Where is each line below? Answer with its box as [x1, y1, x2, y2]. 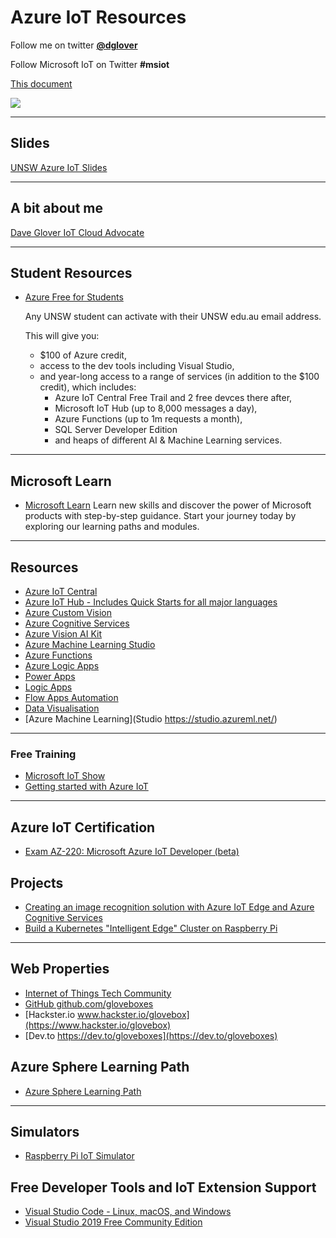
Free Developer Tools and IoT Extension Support [10, 1179, 317, 1196]
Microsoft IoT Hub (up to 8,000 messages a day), [54, 402, 258, 415]
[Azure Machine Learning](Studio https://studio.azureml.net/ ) [24, 713, 278, 725]
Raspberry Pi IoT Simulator [24, 1150, 135, 1162]
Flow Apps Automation [24, 692, 119, 703]
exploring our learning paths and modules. [24, 521, 200, 533]
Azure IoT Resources [10, 6, 187, 29]
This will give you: [24, 330, 100, 342]
